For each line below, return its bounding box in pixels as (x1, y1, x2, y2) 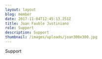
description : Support (5, 30, 50, 35)
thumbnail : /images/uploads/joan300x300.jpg (5, 35, 98, 40)
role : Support (5, 26, 34, 30)
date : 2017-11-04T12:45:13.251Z (5, 16, 71, 21)
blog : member (5, 12, 32, 17)
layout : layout (5, 7, 36, 12)
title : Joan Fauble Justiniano (5, 21, 69, 26)
